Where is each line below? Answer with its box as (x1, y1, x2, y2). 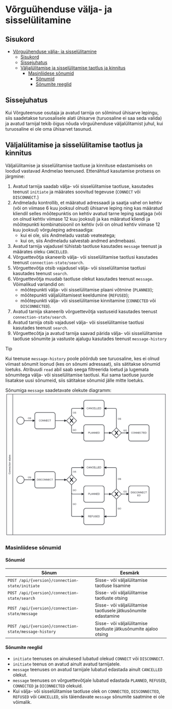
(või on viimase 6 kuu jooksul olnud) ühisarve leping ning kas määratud (12, 205, 163, 211)
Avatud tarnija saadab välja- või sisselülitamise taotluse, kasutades (12, 183, 154, 189)
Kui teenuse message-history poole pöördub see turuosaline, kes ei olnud (5, 355, 160, 362)
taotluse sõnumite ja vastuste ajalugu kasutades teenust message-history (12, 336, 167, 342)
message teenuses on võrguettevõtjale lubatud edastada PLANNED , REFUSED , (12, 677, 167, 683)
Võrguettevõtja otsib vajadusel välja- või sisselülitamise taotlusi (12, 265, 146, 271)
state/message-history (7, 629, 56, 635)
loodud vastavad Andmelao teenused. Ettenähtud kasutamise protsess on (5, 168, 161, 174)
